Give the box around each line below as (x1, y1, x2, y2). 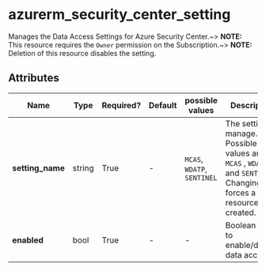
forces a (225, 187, 256, 198)
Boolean (225, 220, 256, 231)
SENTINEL (184, 173, 218, 183)
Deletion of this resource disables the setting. (8, 48, 157, 58)
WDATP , (184, 164, 207, 175)
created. (225, 207, 256, 218)
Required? (101, 100, 141, 111)
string (72, 162, 94, 173)
